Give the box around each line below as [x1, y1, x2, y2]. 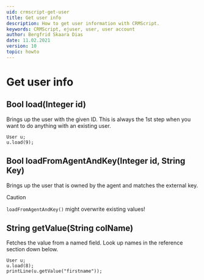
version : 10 [6, 43, 37, 50]
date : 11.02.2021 [6, 37, 51, 43]
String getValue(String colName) [6, 223, 133, 233]
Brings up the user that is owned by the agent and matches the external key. [6, 182, 199, 189]
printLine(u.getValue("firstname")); [6, 268, 103, 274]
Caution [6, 193, 26, 201]
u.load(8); [6, 263, 34, 269]
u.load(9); [6, 139, 34, 146]
